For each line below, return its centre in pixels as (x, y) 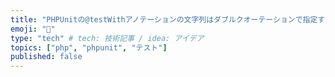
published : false (46, 57)
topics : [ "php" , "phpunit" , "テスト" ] (89, 47)
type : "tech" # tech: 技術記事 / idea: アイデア (107, 38)
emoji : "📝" (33, 29)
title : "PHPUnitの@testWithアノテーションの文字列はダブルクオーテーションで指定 (164, 19)
